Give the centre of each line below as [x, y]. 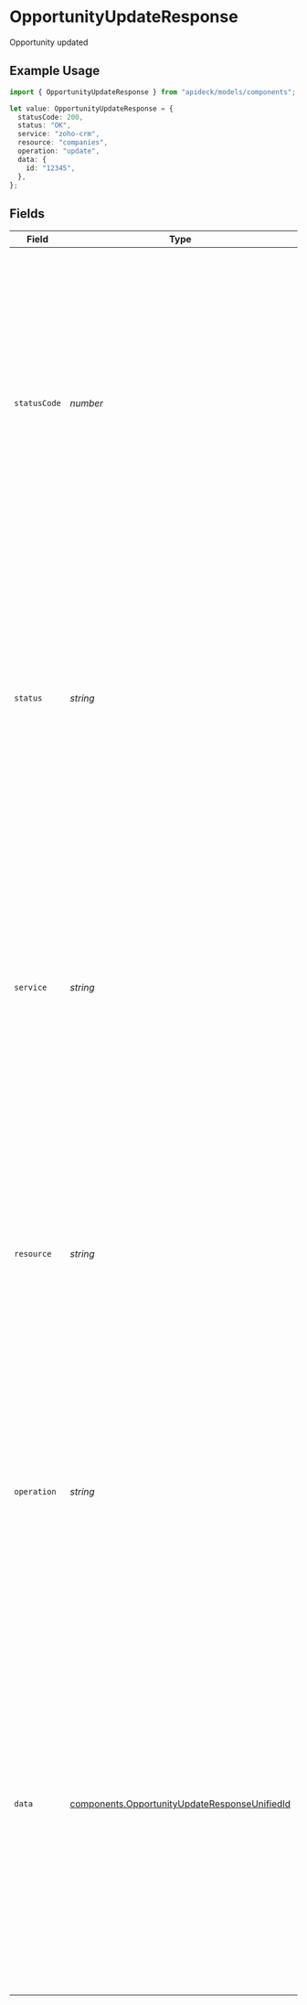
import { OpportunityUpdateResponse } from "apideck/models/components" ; [153, 92]
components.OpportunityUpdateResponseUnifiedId [180, 1804]
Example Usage [55, 71]
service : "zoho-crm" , [59, 134]
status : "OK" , [44, 125]
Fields [27, 214]
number [86, 403]
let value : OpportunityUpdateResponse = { [91, 108]
